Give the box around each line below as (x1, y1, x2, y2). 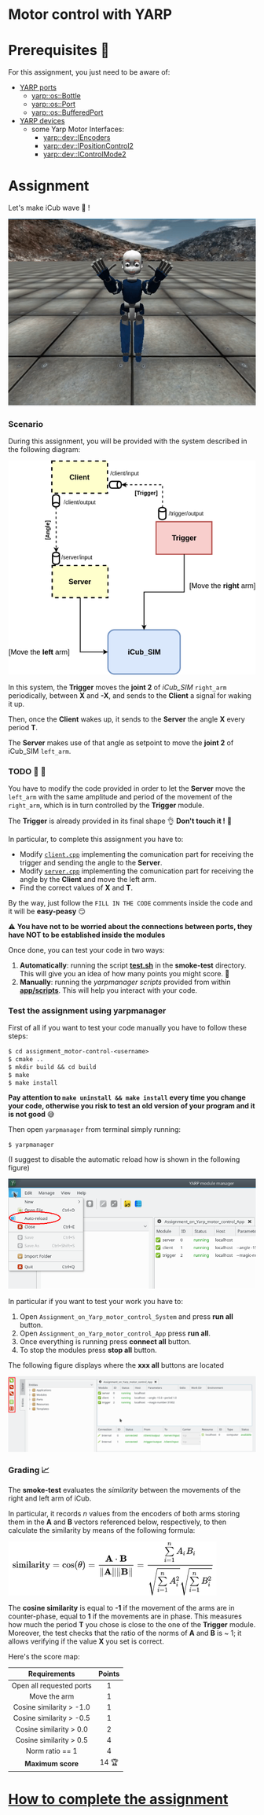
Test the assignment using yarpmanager (8, 1005, 167, 1016)
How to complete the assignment (8, 1791, 229, 1809)
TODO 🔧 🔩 (8, 766, 46, 777)
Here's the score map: (8, 1652, 80, 1661)
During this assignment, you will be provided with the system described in (8, 436, 247, 446)
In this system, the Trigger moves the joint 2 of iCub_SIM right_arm (8, 682, 227, 692)
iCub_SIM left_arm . (8, 746, 71, 755)
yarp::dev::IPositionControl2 (42, 141, 134, 151)
